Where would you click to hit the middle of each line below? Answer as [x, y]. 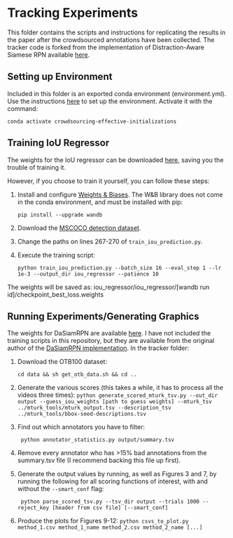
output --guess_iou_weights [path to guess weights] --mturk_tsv [114, 402]
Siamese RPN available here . [49, 55]
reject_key [33, 508]
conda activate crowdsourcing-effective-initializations [92, 121]
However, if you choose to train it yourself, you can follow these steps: [108, 181]
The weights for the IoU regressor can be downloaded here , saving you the [115, 160]
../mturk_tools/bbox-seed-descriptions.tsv [82, 414]
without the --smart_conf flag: [61, 489]
